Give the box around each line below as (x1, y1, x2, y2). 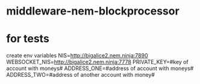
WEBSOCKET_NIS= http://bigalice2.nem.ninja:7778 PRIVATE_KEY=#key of (6, 59, 189, 66)
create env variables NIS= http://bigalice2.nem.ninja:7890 (6, 52, 149, 59)
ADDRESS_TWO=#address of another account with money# (6, 71, 155, 79)
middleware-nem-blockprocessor (6, 4, 180, 18)
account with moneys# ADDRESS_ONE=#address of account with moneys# (6, 65, 194, 72)
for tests (6, 32, 49, 46)
